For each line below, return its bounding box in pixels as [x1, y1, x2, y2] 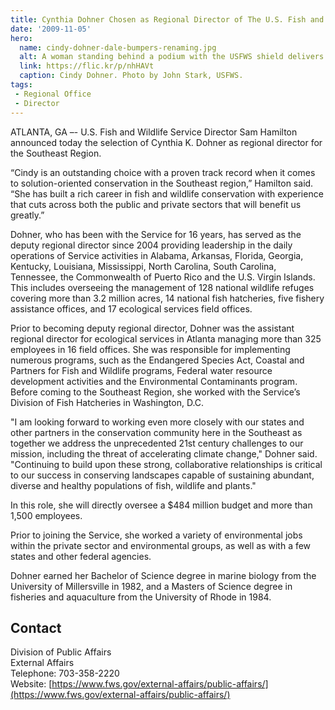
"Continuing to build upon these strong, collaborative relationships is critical [10, 458, 323, 470]
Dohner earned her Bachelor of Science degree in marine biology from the [10, 569, 317, 581]
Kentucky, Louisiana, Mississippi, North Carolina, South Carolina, [10, 260, 277, 272]
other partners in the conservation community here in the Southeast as [10, 426, 303, 438]
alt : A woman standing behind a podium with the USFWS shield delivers [19, 52, 325, 62]
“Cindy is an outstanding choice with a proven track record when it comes [10, 166, 316, 178]
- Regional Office [14, 89, 92, 99]
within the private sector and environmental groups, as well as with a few [10, 539, 312, 551]
